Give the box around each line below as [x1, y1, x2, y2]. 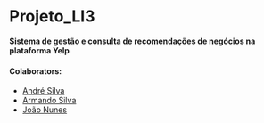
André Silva [21, 86, 65, 96]
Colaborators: [9, 65, 62, 77]
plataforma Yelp [9, 45, 70, 55]
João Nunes [21, 104, 68, 115]
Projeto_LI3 [9, 6, 95, 27]
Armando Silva [21, 95, 77, 106]
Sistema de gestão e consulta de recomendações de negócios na [9, 36, 256, 46]
